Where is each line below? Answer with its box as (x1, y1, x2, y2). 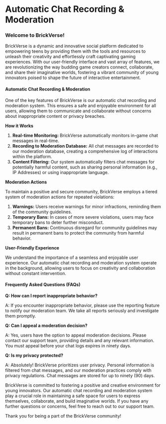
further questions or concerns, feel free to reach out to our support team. (5, 403, 155, 409)
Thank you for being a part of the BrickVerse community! (5, 413, 121, 419)
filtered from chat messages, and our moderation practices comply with (5, 367, 152, 373)
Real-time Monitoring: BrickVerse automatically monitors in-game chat (12, 132, 159, 138)
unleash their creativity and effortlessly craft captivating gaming (5, 54, 136, 60)
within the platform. (12, 153, 53, 160)
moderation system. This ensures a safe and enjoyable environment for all (5, 102, 156, 108)
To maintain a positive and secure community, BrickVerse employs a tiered (5, 188, 158, 194)
